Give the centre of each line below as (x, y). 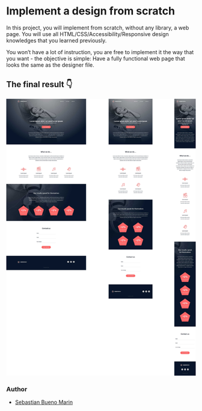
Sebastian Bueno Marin (44, 402)
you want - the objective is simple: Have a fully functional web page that (96, 58)
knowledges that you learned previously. (57, 40)
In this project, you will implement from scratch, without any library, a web (98, 28)
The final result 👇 (39, 84)
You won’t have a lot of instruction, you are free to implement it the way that (100, 52)
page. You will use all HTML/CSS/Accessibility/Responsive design (88, 34)
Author (17, 389)
